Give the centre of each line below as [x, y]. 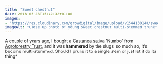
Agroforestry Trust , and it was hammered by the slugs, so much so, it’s [76, 46]
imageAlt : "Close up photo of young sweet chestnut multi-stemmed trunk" [81, 27]
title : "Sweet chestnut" [30, 9]
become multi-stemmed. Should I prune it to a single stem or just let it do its [81, 51]
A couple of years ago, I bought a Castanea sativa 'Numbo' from [69, 41]
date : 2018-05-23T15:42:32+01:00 [39, 14]
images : [13, 18]
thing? [11, 56]
